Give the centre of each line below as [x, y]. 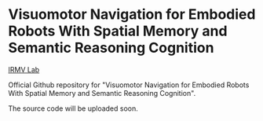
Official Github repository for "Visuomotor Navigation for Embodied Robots [129, 85]
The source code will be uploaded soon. [73, 108]
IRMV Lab [24, 69]
